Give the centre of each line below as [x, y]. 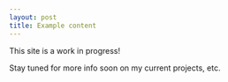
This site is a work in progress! [65, 50]
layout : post [33, 17]
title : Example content [53, 26]
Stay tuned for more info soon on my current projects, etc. [115, 68]
